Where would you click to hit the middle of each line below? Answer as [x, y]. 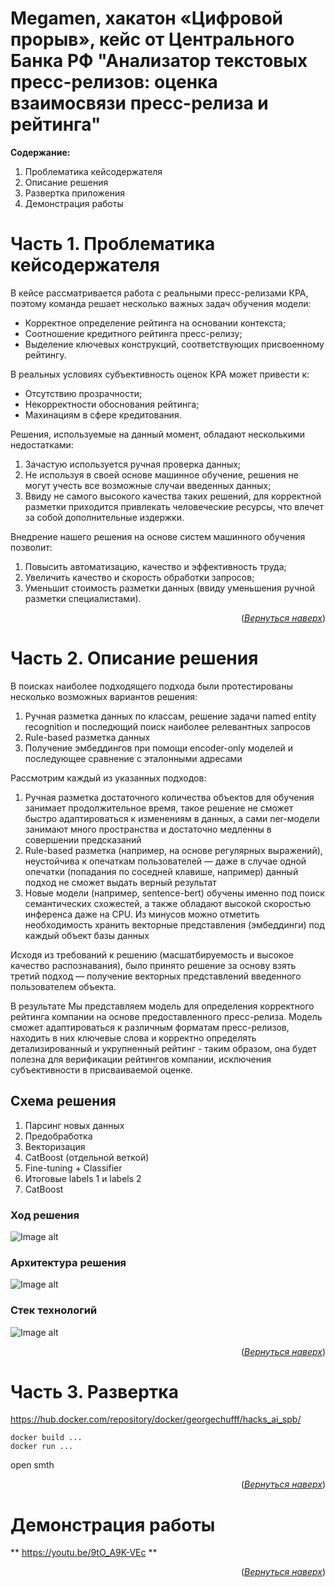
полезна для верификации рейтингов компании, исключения [141, 1059]
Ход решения [45, 1215]
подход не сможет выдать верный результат [120, 882]
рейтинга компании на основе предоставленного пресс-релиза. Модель [166, 1016]
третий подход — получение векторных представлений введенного [156, 976]
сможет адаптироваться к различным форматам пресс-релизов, [150, 1027]
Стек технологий [54, 1310]
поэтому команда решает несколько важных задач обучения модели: [161, 303]
